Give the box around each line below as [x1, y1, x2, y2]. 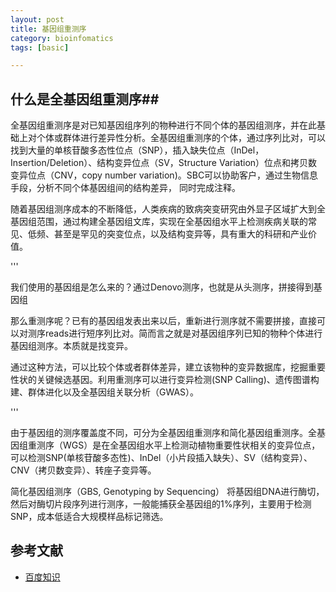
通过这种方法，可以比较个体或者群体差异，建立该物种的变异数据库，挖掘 [10, 361, 308, 373]
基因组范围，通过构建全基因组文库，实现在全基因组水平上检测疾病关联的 [10, 216, 308, 228]
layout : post [10, 14, 65, 25]
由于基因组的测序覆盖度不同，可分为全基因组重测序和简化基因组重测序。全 [10, 427, 317, 439]
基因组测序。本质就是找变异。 [10, 340, 133, 352]
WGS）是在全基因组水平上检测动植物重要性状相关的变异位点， [62, 439, 321, 451]
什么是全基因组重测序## [10, 91, 160, 108]
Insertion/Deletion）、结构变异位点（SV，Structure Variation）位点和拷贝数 [10, 157, 318, 169]
